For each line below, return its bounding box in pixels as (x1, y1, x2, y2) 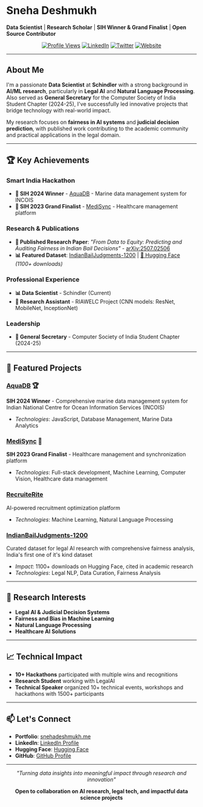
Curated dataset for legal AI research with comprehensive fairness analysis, (6, 545, 195, 552)
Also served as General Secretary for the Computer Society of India (6, 94, 176, 101)
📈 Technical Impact (6, 652, 83, 662)
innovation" (87, 776, 116, 783)
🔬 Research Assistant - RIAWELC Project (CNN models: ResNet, (14, 298, 175, 305)
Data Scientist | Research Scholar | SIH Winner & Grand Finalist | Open (6, 24, 187, 31)
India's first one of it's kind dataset (6, 551, 92, 558)
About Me (6, 65, 44, 76)
